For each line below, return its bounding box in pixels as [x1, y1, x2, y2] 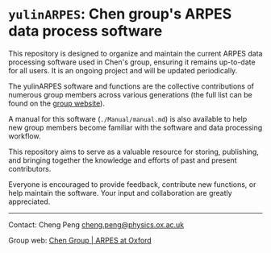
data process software [8, 22, 163, 40]
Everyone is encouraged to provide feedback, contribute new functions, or [8, 179, 256, 189]
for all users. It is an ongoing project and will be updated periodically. [8, 65, 238, 75]
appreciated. [8, 197, 51, 206]
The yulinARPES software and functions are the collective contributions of [8, 81, 255, 91]
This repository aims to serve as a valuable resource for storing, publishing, [8, 147, 260, 156]
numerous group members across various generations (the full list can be [8, 89, 252, 99]
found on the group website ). [8, 98, 105, 108]
